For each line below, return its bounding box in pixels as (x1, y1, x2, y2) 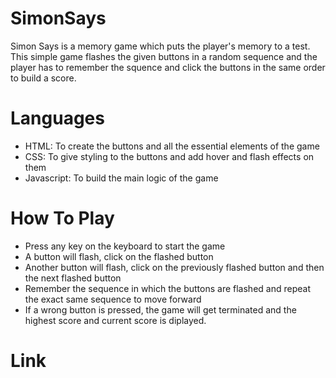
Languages (10, 107, 105, 130)
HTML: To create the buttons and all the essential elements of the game (24, 140, 320, 152)
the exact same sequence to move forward (24, 293, 202, 305)
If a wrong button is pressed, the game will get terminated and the (24, 303, 297, 316)
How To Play (10, 207, 115, 230)
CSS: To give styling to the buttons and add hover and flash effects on (24, 150, 315, 162)
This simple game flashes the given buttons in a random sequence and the (10, 50, 318, 62)
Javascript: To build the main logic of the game (24, 172, 219, 184)
